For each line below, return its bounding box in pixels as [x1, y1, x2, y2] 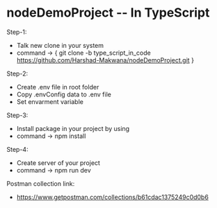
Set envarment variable [16, 97, 84, 105]
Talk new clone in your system [16, 41, 104, 49]
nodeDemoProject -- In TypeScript [6, 5, 210, 21]
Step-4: [6, 145, 29, 153]
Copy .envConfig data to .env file [16, 90, 112, 98]
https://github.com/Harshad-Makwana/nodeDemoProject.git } [16, 55, 194, 64]
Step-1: [6, 28, 27, 36]
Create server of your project [16, 158, 100, 167]
